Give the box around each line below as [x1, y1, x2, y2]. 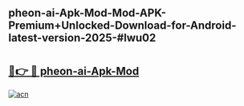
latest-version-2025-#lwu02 [8, 31, 157, 45]
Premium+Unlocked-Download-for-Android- [8, 19, 237, 33]
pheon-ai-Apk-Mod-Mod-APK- [8, 6, 167, 20]
